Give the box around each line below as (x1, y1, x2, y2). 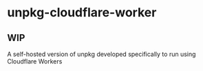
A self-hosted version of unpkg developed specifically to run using (7, 50, 196, 58)
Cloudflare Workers (7, 57, 63, 66)
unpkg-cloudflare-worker (7, 5, 157, 20)
